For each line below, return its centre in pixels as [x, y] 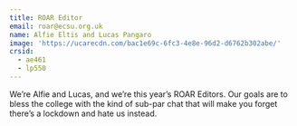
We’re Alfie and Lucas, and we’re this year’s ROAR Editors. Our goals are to [148, 94]
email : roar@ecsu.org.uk [56, 26]
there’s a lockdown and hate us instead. [83, 113]
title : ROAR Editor [46, 18]
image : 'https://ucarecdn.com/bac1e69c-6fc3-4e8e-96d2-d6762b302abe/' [145, 43]
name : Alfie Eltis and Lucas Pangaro [81, 34]
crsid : [22, 52]
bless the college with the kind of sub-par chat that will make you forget [144, 103]
